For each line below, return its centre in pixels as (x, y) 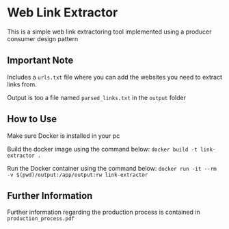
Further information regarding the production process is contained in (104, 212)
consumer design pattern (43, 38)
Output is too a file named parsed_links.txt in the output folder (97, 97)
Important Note (40, 61)
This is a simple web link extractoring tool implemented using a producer (109, 32)
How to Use (32, 119)
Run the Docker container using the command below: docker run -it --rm (112, 168)
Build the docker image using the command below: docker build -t (103, 149)
